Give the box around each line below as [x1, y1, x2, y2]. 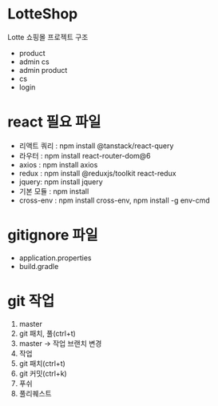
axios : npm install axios [18, 159, 98, 169]
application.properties [18, 253, 93, 263]
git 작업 [7, 292, 55, 310]
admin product [18, 65, 68, 74]
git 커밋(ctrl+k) [18, 368, 67, 378]
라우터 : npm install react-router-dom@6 [18, 151, 151, 160]
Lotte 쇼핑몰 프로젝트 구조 [7, 32, 89, 42]
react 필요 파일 [7, 113, 101, 131]
